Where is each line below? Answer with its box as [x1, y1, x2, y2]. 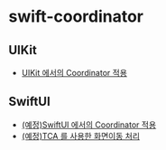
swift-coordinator [8, 6, 144, 27]
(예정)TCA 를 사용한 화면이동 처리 [21, 130, 141, 141]
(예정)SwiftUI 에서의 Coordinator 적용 [21, 119, 157, 130]
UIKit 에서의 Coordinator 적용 [21, 68, 128, 78]
